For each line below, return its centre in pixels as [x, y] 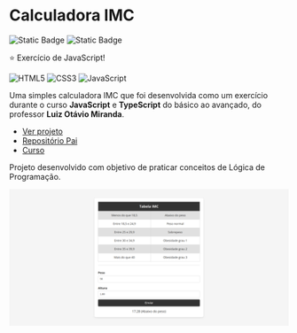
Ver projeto [43, 131]
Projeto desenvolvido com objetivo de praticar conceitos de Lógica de [137, 167]
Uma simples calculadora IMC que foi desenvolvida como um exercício [139, 95]
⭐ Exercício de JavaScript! [57, 58]
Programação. [35, 176]
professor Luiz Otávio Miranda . [67, 114]
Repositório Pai [50, 140]
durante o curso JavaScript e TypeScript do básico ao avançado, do [136, 105]
